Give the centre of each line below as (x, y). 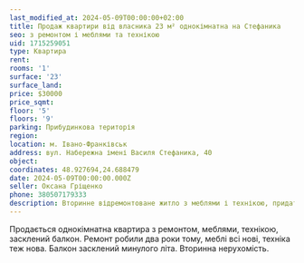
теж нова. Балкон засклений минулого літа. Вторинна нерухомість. (139, 248)
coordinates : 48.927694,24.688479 (75, 170)
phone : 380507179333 (48, 195)
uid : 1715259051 (40, 43)
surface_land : (36, 85)
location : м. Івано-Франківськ (68, 144)
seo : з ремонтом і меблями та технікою (85, 34)
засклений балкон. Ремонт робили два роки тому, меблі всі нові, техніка (150, 239)
